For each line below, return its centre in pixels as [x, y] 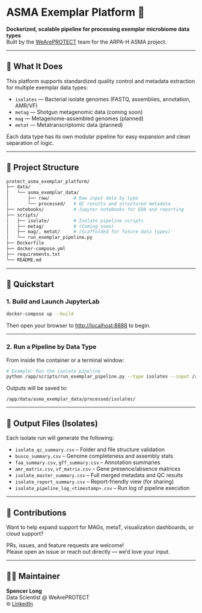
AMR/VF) [26, 106]
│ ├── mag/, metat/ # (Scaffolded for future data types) [88, 232]
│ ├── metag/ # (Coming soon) [60, 226]
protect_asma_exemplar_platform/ [48, 181]
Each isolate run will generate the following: [60, 438]
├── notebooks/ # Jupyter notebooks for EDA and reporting [95, 209]
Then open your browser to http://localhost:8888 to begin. [78, 326]
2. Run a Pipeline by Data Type [51, 347]
